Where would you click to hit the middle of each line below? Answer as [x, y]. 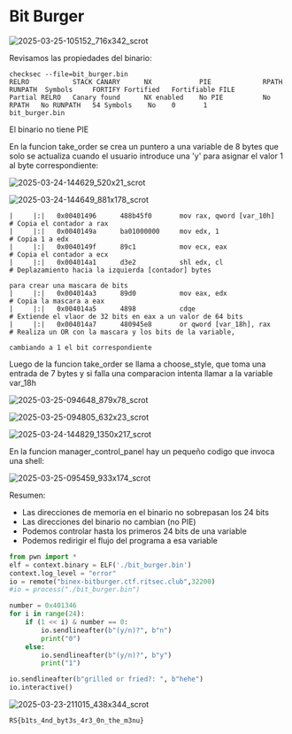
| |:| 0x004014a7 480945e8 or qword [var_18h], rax [140, 324]
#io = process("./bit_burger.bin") [75, 590]
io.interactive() [41, 688]
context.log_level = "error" [63, 573]
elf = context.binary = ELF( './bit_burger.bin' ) [100, 565]
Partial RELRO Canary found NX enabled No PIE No [140, 97]
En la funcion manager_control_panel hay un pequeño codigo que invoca [142, 451]
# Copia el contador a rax [59, 223]
